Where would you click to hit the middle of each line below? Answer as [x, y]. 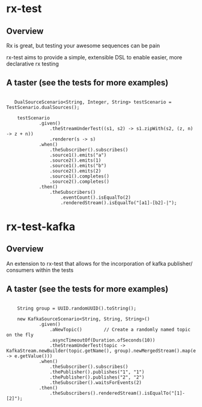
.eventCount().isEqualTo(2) [96, 197]
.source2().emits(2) [75, 171]
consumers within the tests [40, 270]
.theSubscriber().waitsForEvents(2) [96, 382]
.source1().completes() [80, 176]
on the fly [20, 335]
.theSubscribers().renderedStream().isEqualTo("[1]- [117, 393]
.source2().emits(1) [75, 160]
